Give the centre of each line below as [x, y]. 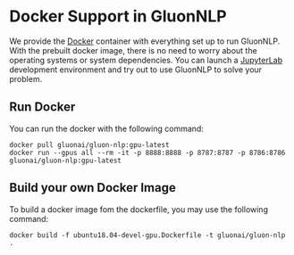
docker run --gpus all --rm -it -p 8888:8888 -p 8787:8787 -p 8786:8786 [147, 152]
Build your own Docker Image [92, 188]
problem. [26, 78]
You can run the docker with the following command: [106, 128]
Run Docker [42, 107]
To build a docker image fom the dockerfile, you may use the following [139, 209]
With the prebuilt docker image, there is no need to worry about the [133, 50]
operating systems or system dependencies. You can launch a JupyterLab [146, 60]
